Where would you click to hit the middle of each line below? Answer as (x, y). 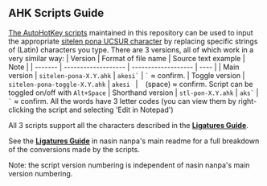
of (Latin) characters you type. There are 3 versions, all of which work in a (131, 50)
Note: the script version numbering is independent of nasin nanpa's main (129, 165)
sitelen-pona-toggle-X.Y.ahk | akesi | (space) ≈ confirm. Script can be (131, 84)
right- (248, 101)
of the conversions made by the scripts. (74, 149)
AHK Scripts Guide (56, 13)
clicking (21, 110)
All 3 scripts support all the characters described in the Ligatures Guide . (129, 125)
